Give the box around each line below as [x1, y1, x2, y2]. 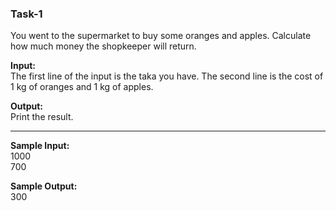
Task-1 [10, 7, 43, 21]
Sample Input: [10, 140, 70, 152]
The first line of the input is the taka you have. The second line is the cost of [10, 70, 324, 82]
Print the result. [10, 111, 74, 123]
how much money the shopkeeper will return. [10, 40, 197, 52]
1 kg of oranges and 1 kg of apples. [10, 81, 154, 93]
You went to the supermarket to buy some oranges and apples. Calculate [10, 30, 312, 42]
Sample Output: [10, 180, 78, 192]
